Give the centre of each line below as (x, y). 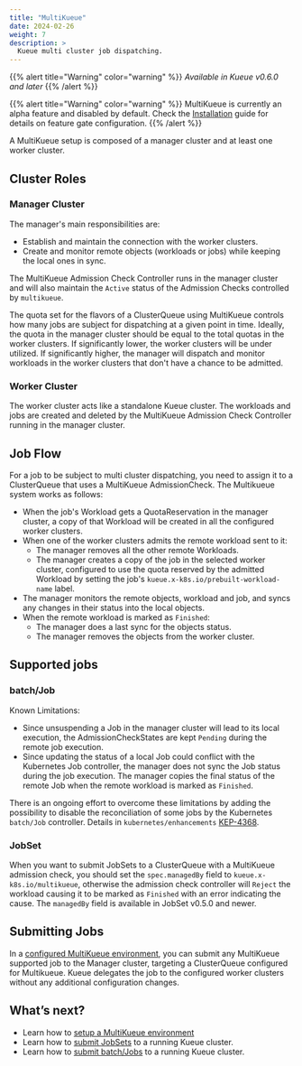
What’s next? (47, 1010)
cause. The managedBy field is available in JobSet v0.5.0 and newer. (133, 903)
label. (64, 589)
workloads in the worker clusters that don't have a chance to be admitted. (146, 363)
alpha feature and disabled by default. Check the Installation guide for (139, 114)
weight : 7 (28, 34)
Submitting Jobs (57, 932)
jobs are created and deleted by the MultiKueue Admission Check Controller (151, 415)
